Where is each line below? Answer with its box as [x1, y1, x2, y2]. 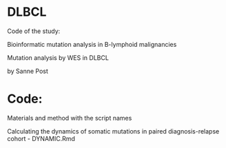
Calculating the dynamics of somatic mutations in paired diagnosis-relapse [7, 127, 220, 135]
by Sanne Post [7, 67, 48, 75]
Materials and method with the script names [7, 114, 132, 122]
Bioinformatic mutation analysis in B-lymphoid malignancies [7, 40, 177, 48]
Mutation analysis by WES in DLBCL [7, 53, 109, 62]
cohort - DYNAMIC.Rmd [7, 134, 76, 142]
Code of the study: [7, 27, 61, 35]
